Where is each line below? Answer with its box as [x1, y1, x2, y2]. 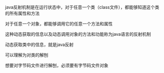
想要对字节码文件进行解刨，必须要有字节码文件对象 [5, 63, 109, 68]
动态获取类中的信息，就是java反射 [5, 42, 74, 48]
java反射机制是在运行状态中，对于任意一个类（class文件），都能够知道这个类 [5, 4, 160, 10]
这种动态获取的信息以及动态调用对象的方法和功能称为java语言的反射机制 [5, 31, 151, 37]
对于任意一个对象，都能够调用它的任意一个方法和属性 [5, 21, 113, 26]
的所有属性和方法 [5, 10, 40, 16]
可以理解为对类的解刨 [5, 52, 48, 58]
